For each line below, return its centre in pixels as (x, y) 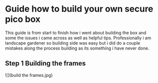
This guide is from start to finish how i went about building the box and (76, 33)
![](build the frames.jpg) (29, 75)
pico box (23, 19)
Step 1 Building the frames (45, 63)
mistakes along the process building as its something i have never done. (77, 48)
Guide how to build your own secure (79, 9)
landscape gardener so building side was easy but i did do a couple (73, 43)
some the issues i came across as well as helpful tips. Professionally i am (78, 38)
